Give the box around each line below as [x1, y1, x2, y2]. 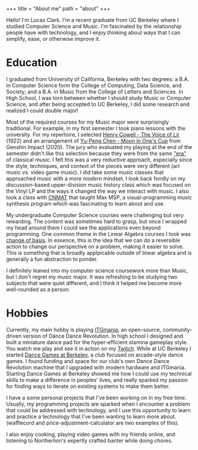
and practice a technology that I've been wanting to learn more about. [6, 413, 176, 420]
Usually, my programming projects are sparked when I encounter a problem [6, 400, 190, 407]
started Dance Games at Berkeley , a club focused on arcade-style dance [6, 351, 183, 358]
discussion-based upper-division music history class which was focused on [6, 181, 191, 188]
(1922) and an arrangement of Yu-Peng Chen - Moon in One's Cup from [6, 137, 181, 144]
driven [6, 332, 22, 339]
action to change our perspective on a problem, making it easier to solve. [6, 242, 184, 250]
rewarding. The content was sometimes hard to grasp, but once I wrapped [6, 218, 187, 225]
